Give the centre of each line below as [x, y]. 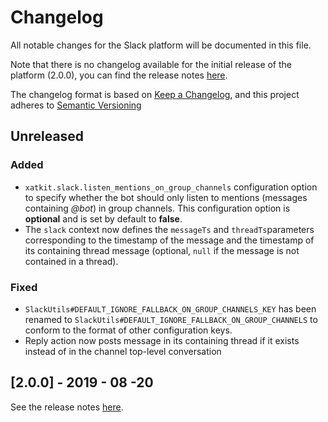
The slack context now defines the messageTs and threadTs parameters [169, 229]
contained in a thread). [71, 261]
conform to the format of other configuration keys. [128, 330]
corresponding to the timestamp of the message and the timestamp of [169, 240]
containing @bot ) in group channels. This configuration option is [157, 208]
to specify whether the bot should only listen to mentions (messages [166, 197]
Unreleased [47, 136]
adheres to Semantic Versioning [76, 105]
